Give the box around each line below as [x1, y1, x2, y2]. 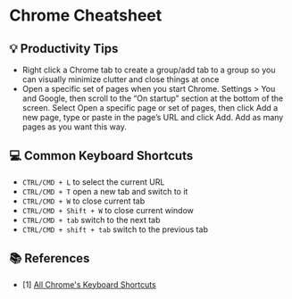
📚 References [9, 251, 90, 266]
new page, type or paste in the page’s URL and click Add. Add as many [21, 112, 284, 122]
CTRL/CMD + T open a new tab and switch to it [21, 186, 188, 196]
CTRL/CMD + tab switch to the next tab [21, 214, 161, 225]
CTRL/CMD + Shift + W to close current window [21, 204, 195, 215]
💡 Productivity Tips [9, 41, 119, 56]
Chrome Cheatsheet [9, 5, 163, 26]
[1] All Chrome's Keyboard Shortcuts [21, 278, 156, 290]
